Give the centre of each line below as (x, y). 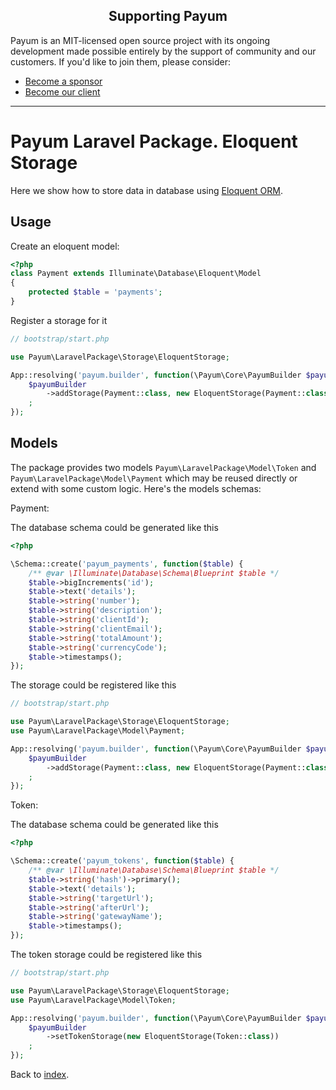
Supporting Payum (168, 16)
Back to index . (40, 1074)
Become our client (62, 91)
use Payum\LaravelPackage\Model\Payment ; (98, 731)
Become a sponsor (63, 81)
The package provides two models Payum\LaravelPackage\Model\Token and (163, 467)
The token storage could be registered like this (106, 954)
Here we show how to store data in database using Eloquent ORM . (146, 190)
